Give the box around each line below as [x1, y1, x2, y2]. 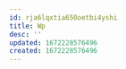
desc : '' [9, 30, 42, 39]
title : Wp [9, 22, 46, 30]
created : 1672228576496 [9, 47, 98, 56]
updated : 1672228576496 [9, 38, 98, 47]
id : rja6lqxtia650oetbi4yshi [9, 13, 118, 22]
